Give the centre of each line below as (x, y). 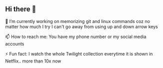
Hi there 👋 (21, 9)
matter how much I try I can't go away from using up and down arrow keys (81, 26)
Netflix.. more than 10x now (33, 61)
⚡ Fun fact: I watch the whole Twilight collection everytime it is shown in (79, 53)
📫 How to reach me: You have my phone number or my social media (76, 36)
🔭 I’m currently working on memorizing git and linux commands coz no (78, 21)
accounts (15, 43)
